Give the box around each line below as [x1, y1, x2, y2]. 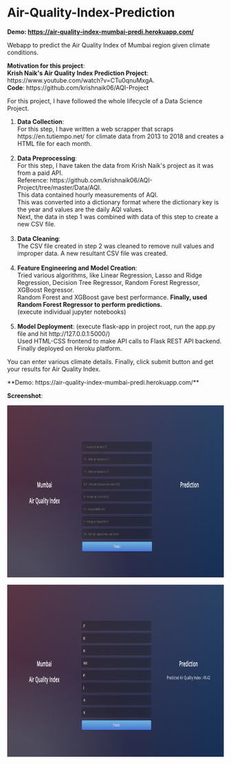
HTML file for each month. [16, 139, 92, 147]
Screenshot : [7, 391, 43, 400]
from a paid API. [16, 169, 63, 177]
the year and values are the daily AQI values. [16, 205, 144, 213]
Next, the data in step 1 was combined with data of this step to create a [16, 212, 219, 221]
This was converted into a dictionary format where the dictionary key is [16, 198, 219, 206]
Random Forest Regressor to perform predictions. [16, 300, 163, 308]
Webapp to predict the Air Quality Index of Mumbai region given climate [7, 41, 210, 49]
